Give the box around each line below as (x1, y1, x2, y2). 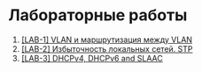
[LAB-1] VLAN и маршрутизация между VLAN (20, 34, 192, 45)
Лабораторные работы (8, 5, 188, 25)
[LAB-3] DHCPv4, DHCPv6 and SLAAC (20, 53, 163, 63)
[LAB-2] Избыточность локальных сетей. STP (20, 43, 193, 54)
